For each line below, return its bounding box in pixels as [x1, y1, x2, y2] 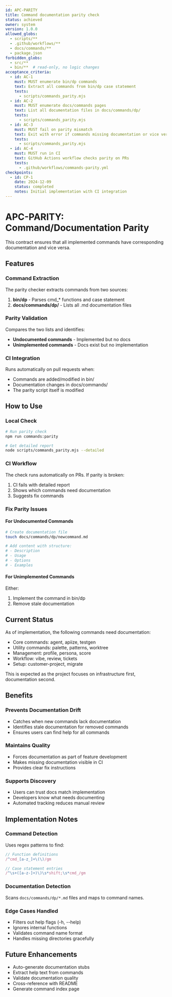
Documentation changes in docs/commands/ [12, 382, 108, 388]
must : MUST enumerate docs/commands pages [14, 103, 106, 108]
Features [5, 259, 34, 268]
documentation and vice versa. [5, 244, 71, 251]
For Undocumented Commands [5, 518, 74, 524]
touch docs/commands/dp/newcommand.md [5, 534, 88, 539]
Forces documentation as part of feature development [12, 754, 127, 760]
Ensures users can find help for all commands [12, 729, 110, 735]
